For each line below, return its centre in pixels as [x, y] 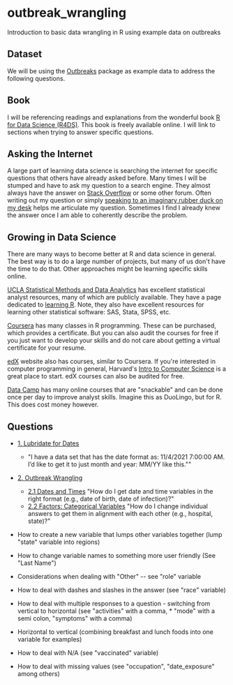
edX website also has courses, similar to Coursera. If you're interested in [112, 362]
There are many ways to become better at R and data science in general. [112, 254]
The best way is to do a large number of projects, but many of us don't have [116, 262]
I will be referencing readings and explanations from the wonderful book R [114, 117]
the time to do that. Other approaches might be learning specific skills [107, 269]
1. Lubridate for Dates [48, 443]
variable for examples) [50, 639]
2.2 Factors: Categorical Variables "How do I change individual [118, 506]
